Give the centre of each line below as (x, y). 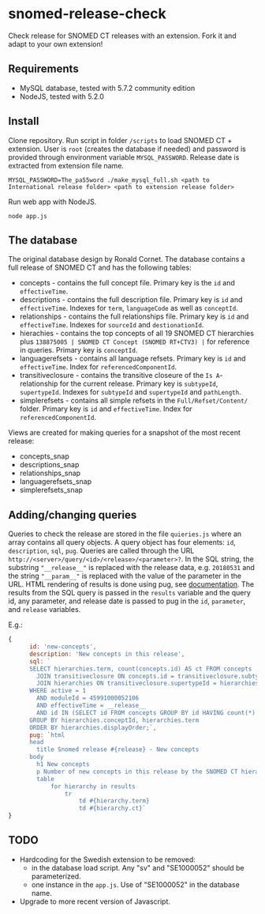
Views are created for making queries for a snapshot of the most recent (124, 432)
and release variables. (45, 610)
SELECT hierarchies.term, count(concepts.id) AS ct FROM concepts (140, 669)
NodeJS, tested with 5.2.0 (62, 96)
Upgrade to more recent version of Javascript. (95, 901)
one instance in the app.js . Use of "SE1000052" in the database (136, 884)
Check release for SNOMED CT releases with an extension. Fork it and (122, 36)
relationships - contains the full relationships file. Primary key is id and (134, 316)
